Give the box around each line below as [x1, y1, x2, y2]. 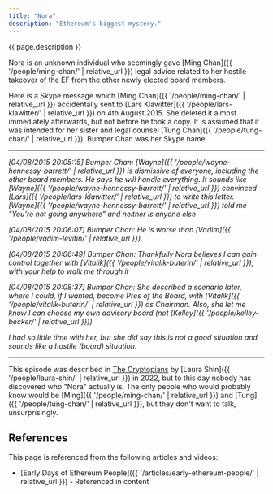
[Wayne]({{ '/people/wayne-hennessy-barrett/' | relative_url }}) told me [8, 200, 248, 210]
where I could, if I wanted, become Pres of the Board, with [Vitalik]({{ [8, 290, 240, 301]
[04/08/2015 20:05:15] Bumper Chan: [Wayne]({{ [8, 157, 173, 167]
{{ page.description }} [8, 41, 82, 51]
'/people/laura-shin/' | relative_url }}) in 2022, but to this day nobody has [8, 373, 252, 383]
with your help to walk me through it [8, 266, 129, 276]
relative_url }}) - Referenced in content [19, 477, 149, 487]
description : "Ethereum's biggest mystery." [8, 19, 162, 28]
